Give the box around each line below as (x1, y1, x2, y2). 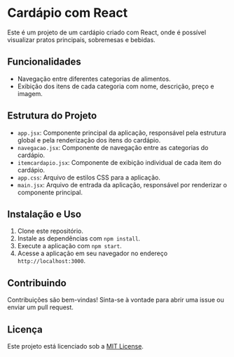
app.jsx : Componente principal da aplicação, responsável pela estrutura (17, 128, 226, 137)
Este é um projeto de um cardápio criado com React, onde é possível (7, 28, 207, 36)
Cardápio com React (7, 5, 128, 21)
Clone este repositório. (17, 227, 84, 236)
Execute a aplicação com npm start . (17, 242, 122, 250)
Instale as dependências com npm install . (17, 234, 141, 243)
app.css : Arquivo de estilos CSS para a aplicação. (17, 173, 161, 182)
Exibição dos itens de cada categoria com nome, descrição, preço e (17, 82, 214, 90)
